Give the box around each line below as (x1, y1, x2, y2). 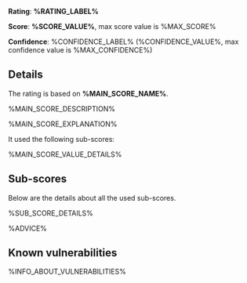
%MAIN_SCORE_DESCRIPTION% (8, 103, 116, 113)
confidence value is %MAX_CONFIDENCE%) (8, 45, 153, 54)
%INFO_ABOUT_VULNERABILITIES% (8, 267, 127, 277)
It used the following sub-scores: (8, 134, 115, 143)
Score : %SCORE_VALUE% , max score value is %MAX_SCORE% (8, 22, 216, 31)
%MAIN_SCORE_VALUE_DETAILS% (8, 149, 122, 159)
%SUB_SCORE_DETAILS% (8, 208, 94, 218)
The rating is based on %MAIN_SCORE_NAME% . (8, 89, 169, 98)
